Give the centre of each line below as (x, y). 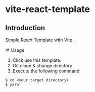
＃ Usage (15, 50)
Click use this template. (37, 60)
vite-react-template (47, 9)
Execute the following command (46, 71)
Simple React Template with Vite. (40, 40)
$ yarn (12, 84)
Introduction (25, 28)
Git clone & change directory (42, 66)
